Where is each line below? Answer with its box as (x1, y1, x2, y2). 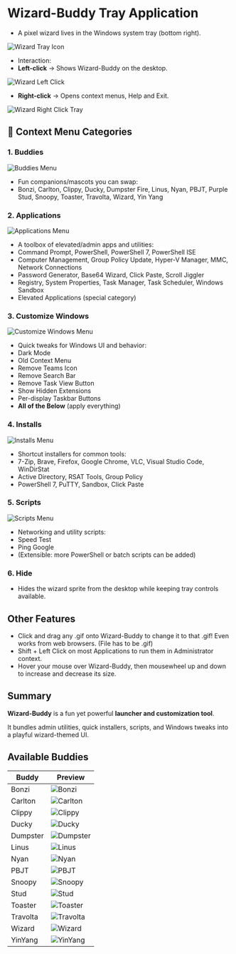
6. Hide (7, 568, 33, 578)
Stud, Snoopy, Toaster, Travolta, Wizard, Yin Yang (17, 193, 163, 201)
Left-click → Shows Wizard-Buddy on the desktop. (17, 63, 168, 72)
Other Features (7, 612, 76, 625)
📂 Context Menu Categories (7, 126, 133, 138)
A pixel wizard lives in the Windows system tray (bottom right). (17, 29, 201, 37)
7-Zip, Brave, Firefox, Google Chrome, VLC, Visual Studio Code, (17, 457, 205, 466)
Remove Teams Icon (17, 364, 77, 372)
